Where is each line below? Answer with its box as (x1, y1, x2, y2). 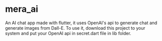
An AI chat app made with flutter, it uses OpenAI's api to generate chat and (5, 20, 158, 26)
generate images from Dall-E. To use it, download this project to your (5, 25, 146, 31)
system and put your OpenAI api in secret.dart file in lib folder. (5, 30, 131, 36)
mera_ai (5, 3, 39, 15)
